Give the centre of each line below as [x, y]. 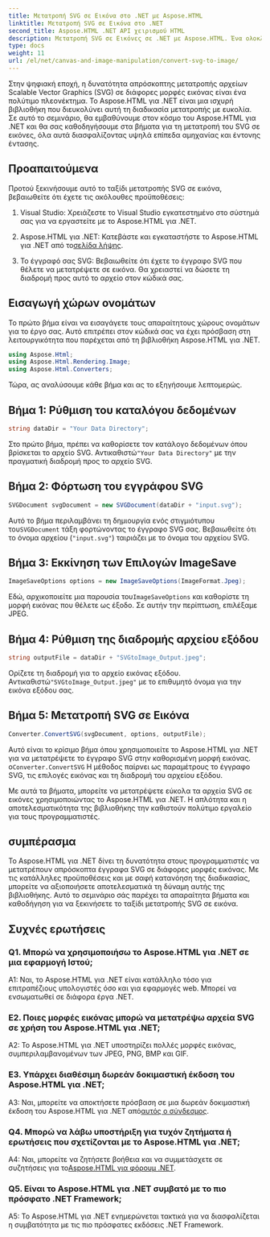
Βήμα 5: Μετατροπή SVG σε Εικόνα [99, 716]
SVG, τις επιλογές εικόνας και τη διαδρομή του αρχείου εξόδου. [116, 775]
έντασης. [24, 143]
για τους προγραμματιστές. [54, 816]
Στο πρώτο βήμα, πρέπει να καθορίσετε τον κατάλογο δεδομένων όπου [128, 444]
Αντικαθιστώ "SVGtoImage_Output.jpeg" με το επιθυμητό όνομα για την [125, 681]
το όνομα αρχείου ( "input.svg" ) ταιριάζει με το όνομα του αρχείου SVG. [129, 537]
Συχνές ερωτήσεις [57, 929]
